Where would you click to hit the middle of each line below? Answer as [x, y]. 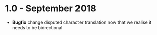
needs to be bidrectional [37, 27]
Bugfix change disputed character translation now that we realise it [82, 22]
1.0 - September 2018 [50, 9]
